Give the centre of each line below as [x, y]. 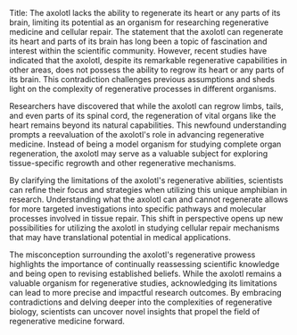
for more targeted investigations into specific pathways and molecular [138, 209]
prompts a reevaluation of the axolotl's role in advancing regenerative [137, 134]
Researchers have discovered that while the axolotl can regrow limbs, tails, [146, 106]
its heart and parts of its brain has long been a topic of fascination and [138, 41]
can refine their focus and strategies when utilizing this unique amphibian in [148, 190]
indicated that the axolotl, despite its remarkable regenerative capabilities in [148, 60]
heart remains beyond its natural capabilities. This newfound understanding [148, 125]
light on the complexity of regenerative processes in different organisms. [143, 89]
